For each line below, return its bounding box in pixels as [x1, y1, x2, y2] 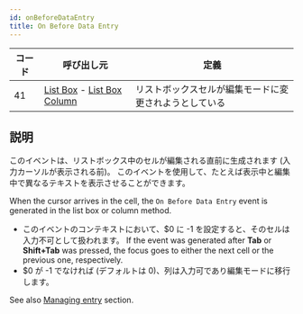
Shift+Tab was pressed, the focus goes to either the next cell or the [22, 245, 274, 256]
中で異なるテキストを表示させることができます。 [9, 177, 191, 189]
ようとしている [161, 96, 225, 109]
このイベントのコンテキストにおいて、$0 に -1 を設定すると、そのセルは [22, 224, 290, 235]
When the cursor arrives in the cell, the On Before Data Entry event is [9, 195, 268, 207]
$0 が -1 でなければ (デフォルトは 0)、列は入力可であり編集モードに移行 [22, 265, 291, 276]
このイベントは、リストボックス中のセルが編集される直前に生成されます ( [9, 155, 283, 166]
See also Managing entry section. [9, 294, 134, 306]
